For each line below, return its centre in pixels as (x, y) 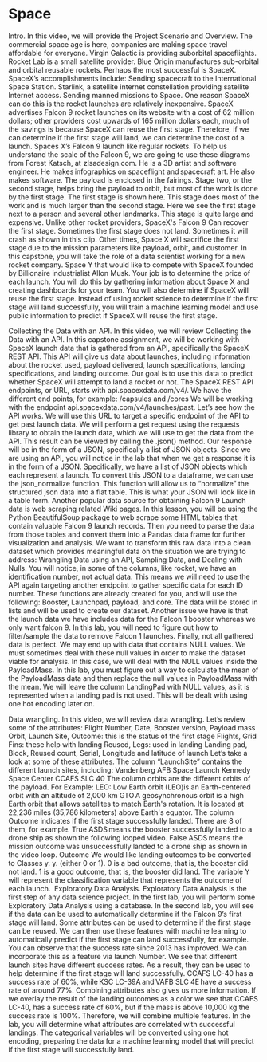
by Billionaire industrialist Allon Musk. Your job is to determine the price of (130, 273)
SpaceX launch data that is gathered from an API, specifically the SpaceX (129, 348)
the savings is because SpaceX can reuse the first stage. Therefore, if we (129, 129)
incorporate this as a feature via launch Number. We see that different (123, 956)
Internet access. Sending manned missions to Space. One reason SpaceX (129, 95)
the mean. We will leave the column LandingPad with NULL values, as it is (129, 686)
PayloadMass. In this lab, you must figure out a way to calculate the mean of (133, 670)
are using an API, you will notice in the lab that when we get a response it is (132, 458)
